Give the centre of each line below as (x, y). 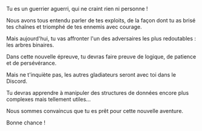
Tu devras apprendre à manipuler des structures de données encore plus (98, 93)
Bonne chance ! (26, 123)
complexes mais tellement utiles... (49, 99)
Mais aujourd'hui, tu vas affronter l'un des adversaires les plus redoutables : (101, 38)
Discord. (17, 81)
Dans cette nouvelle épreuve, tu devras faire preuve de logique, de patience (101, 56)
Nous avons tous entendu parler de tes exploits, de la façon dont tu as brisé (101, 20)
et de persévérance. (31, 63)
